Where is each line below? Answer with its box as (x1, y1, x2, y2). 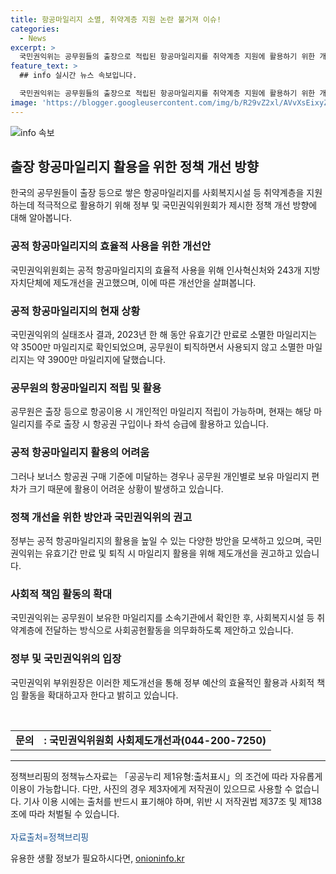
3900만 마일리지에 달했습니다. (47, 354, 166, 366)
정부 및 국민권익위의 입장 (10, 652, 122, 666)
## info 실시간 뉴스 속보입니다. (19, 71, 138, 81)
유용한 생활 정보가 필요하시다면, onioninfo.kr (10, 852, 185, 864)
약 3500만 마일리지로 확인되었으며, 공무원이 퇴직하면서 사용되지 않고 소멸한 (10, 341, 305, 353)
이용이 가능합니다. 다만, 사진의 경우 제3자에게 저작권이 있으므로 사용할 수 (10, 782, 293, 795)
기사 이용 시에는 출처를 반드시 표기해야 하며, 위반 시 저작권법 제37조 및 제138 (23, 795, 323, 807)
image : (10, 97, 38, 108)
